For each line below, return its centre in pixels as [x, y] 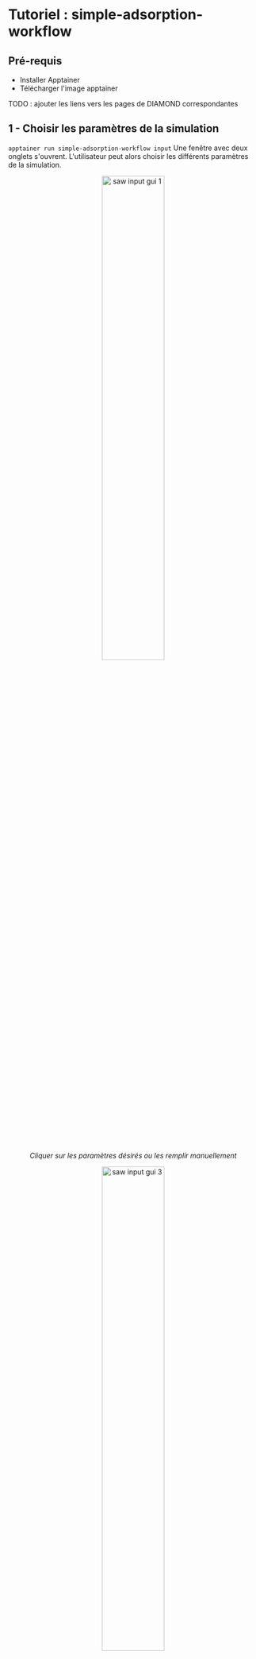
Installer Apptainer [50, 80]
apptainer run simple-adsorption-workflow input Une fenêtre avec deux [128, 148]
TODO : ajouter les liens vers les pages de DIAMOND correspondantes [123, 104]
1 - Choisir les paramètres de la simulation [114, 129]
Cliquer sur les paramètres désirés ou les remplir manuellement [133, 1155]
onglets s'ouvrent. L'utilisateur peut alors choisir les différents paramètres [128, 156]
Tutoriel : [38, 15]
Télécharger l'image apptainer [69, 88]
